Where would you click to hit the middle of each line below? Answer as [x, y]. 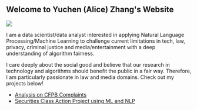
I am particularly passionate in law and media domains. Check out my [90, 77]
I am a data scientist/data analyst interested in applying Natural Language [95, 35]
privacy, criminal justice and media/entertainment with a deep [81, 47]
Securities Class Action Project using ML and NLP [75, 101]
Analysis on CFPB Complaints [51, 94]
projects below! [25, 83]
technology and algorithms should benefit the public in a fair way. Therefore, [99, 71]
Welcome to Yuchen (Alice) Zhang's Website [90, 10]
